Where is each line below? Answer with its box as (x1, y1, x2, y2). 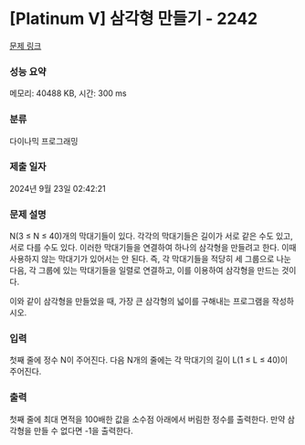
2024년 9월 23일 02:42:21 (9, 183, 107, 194)
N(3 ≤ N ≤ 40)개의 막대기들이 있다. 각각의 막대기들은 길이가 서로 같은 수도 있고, (9, 230, 294, 242)
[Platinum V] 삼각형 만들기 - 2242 (9, 8, 258, 29)
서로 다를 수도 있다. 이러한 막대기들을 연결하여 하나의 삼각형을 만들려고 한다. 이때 (9, 242, 297, 253)
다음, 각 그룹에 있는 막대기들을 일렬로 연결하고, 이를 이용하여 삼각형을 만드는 (9, 265, 280, 276)
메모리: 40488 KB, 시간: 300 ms (9, 88, 127, 99)
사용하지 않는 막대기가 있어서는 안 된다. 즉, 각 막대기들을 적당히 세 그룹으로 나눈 (9, 253, 292, 265)
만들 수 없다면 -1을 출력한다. (33, 425, 134, 436)
